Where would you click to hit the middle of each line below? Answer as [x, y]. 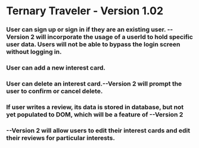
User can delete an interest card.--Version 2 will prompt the [94, 83]
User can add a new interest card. [56, 68]
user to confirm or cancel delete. [55, 91]
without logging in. [34, 52]
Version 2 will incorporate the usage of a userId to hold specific [100, 37]
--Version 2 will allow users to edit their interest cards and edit [98, 130]
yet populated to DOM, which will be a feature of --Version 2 [95, 114]
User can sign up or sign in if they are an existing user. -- [90, 30]
